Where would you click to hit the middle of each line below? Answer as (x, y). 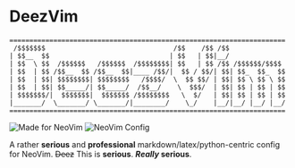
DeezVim (44, 17)
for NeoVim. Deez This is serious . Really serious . (101, 154)
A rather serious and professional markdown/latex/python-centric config (145, 144)
